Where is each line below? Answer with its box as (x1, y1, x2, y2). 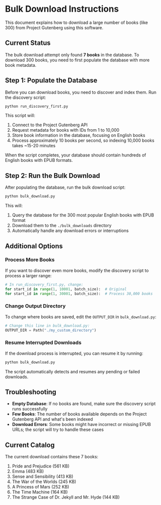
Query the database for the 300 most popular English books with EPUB (12, 212, 154, 218)
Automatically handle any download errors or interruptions (12, 228, 129, 233)
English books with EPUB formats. (5, 157, 73, 163)
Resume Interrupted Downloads (5, 339, 81, 346)
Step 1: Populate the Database (5, 77, 98, 85)
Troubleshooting (5, 388, 57, 396)
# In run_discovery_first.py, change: (5, 282, 83, 287)
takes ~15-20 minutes (12, 143, 56, 149)
